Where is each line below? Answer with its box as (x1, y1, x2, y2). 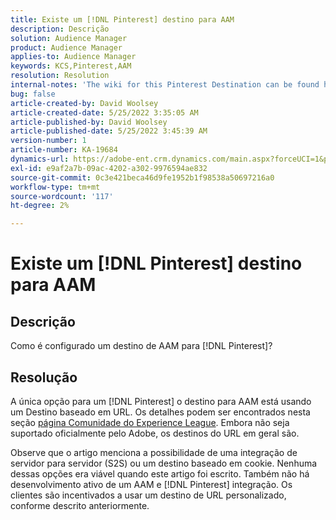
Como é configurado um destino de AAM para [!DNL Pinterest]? (10, 340, 273, 352)
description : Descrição (10, 24, 110, 34)
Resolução (10, 369, 78, 386)
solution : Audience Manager (10, 33, 128, 43)
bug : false (10, 89, 56, 99)
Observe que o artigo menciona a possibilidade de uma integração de (10, 446, 298, 458)
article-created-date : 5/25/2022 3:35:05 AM (10, 107, 199, 118)
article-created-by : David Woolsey (10, 98, 159, 108)
